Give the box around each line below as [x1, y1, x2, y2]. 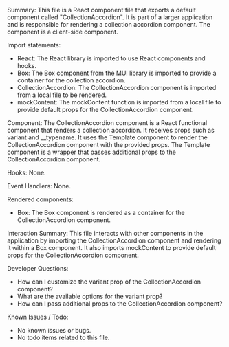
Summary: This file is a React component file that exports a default [7, 6, 196, 14]
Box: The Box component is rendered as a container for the [17, 209, 185, 216]
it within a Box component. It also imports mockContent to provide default [7, 244, 217, 251]
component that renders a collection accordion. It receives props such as [7, 126, 215, 134]
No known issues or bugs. [17, 326, 91, 334]
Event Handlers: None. [7, 182, 71, 190]
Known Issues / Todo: [7, 313, 69, 321]
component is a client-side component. [7, 27, 118, 36]
